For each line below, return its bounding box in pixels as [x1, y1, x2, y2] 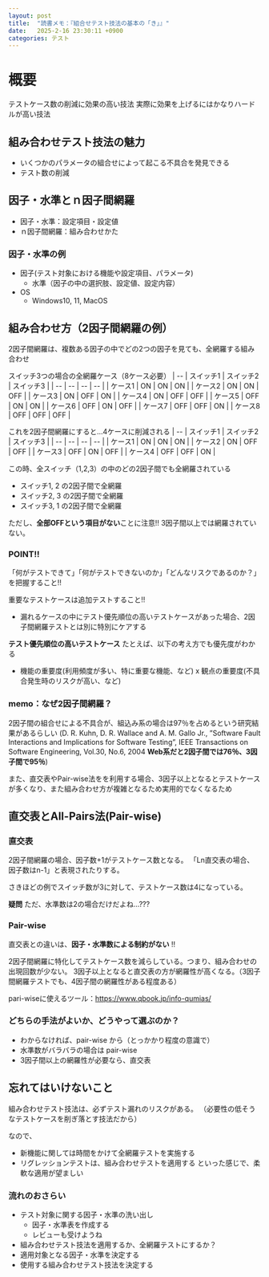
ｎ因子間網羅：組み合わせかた [19, 226, 118, 236]
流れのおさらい [8, 1190, 66, 1201]
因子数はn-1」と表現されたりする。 [8, 865, 124, 875]
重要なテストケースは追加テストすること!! [8, 595, 146, 604]
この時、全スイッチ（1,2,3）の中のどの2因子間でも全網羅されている [8, 463, 231, 474]
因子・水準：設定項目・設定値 [19, 216, 118, 226]
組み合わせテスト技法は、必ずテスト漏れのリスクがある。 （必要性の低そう [8, 1104, 256, 1113]
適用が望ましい [34, 1168, 84, 1177]
